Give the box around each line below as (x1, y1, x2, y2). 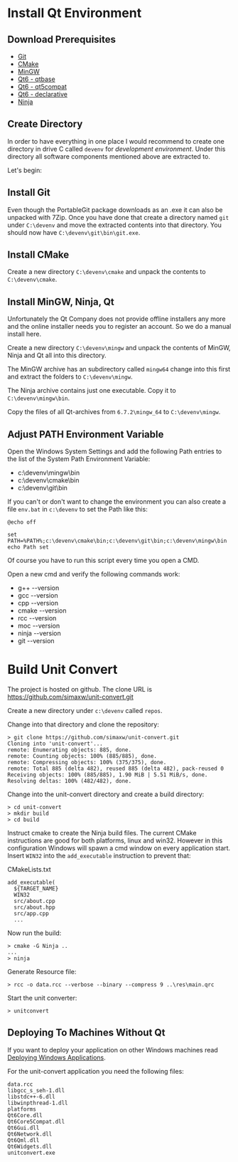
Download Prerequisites (7, 33, 116, 46)
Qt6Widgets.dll (7, 1143, 53, 1150)
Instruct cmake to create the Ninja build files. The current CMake (7, 829, 197, 837)
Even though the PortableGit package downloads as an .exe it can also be (7, 205, 223, 214)
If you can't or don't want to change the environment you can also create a (7, 497, 226, 506)
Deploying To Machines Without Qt (7, 1027, 166, 1039)
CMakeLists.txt (7, 865, 51, 873)
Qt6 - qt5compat (17, 83, 67, 90)
